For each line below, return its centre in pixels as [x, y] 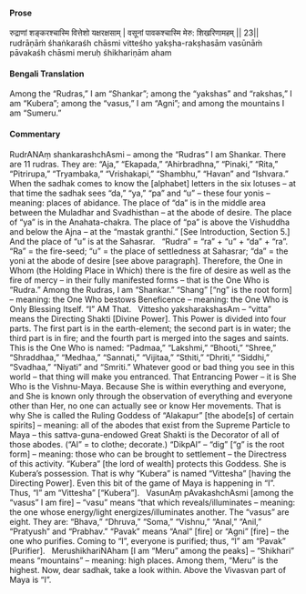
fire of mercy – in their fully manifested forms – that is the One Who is [140, 280]
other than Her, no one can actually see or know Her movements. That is [145, 406]
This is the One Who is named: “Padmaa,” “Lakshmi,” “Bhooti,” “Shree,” [143, 347]
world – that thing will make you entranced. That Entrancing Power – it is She [153, 377]
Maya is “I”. [31, 579]
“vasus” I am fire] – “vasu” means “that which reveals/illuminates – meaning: [153, 502]
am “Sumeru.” [36, 113]
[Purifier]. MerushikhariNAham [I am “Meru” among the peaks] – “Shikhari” [152, 550]
